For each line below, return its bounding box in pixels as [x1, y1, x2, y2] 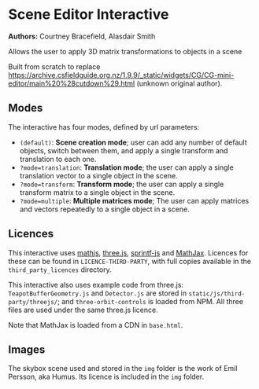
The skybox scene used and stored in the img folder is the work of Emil [8, 364, 238, 373]
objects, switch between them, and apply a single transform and [19, 145, 228, 155]
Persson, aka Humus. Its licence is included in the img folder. [8, 372, 205, 382]
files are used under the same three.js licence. [8, 305, 159, 314]
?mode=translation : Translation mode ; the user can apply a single [19, 163, 234, 172]
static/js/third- [188, 289, 246, 298]
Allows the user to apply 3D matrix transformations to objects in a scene [8, 46, 242, 56]
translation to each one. [19, 154, 97, 163]
